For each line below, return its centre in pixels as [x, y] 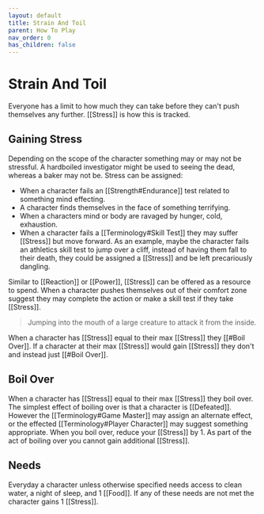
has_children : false [42, 45]
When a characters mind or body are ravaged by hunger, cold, [121, 215]
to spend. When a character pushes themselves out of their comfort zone [128, 290]
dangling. [35, 266]
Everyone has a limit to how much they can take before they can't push [124, 106]
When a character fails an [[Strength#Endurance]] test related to [124, 190]
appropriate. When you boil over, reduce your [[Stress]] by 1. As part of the [130, 432]
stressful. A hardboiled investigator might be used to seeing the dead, [122, 166]
